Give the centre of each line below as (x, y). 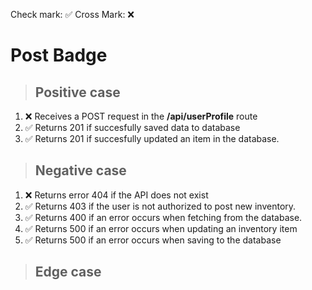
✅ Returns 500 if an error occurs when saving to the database (153, 240)
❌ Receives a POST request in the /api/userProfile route (141, 116)
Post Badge (59, 55)
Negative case (80, 170)
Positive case (77, 92)
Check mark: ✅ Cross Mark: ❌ (72, 14)
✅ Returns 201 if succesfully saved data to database (132, 127)
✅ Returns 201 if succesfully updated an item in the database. (152, 138)
